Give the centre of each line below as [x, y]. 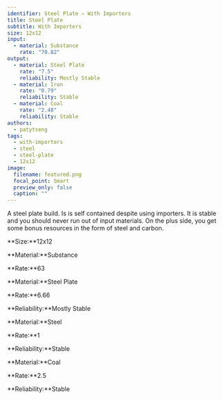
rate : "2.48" [38, 110]
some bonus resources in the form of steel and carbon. [86, 228]
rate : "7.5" [37, 71]
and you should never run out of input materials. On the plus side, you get [112, 221]
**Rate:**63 [26, 269]
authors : [20, 123]
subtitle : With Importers [44, 26]
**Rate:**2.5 [27, 376]
